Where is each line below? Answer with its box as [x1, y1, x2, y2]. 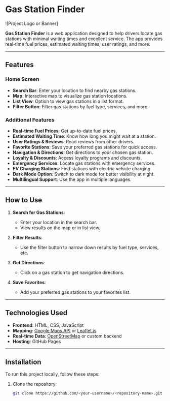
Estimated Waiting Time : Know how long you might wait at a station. [12, 133, 156, 139]
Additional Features [5, 116, 55, 123]
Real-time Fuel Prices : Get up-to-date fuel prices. [12, 128, 117, 134]
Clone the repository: [12, 381, 57, 387]
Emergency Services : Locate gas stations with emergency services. [12, 160, 156, 166]
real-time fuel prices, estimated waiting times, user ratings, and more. [5, 41, 151, 47]
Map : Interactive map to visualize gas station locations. [12, 92, 127, 99]
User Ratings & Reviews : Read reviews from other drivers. [12, 138, 135, 144]
